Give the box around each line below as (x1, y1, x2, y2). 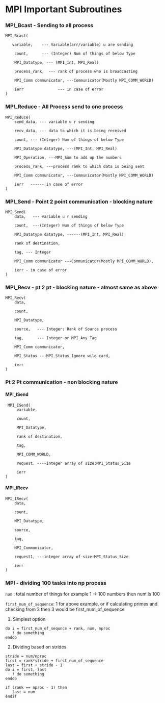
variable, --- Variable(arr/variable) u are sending (12, 42, 133, 47)
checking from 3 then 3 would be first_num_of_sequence (5, 606, 125, 612)
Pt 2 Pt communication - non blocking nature (5, 379, 118, 386)
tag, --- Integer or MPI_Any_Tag (14, 336, 97, 341)
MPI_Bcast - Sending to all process (5, 22, 93, 29)
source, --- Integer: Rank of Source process (14, 327, 117, 332)
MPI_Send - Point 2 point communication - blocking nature (5, 198, 153, 205)
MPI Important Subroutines (5, 4, 122, 15)
